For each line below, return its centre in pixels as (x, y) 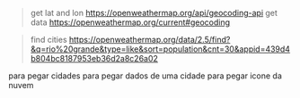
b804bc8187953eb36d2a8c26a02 (94, 58)
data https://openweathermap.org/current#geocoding (130, 22)
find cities (49, 40)
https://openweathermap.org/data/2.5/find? (150, 40)
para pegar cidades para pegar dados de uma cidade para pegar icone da (145, 76)
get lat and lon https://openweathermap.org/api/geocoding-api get (154, 13)
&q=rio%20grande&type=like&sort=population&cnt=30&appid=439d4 (160, 49)
